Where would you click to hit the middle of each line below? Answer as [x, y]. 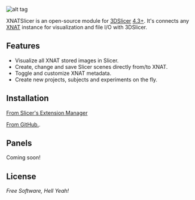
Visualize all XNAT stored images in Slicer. [67, 60]
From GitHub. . [23, 124]
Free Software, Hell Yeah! [38, 191]
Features [23, 46]
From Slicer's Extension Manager [47, 113]
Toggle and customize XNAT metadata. [63, 73]
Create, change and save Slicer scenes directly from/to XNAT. [91, 66]
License [21, 176]
